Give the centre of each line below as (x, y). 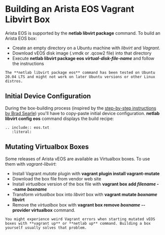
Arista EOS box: (21, 38)
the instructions (28, 63)
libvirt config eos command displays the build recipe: (60, 118)
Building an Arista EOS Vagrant (70, 9)
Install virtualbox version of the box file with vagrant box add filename (84, 184)
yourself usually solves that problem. (46, 228)
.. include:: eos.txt (27, 127)
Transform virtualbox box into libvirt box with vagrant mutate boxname (85, 194)
